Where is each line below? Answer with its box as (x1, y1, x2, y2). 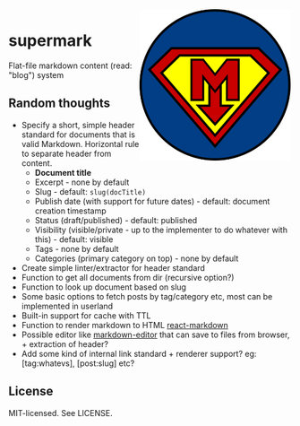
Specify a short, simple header (21, 119, 135, 130)
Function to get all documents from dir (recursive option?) (21, 272, 235, 283)
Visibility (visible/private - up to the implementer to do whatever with (34, 224, 288, 235)
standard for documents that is (21, 129, 136, 140)
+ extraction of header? (21, 338, 109, 349)
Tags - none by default (34, 243, 119, 254)
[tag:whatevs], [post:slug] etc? (21, 358, 135, 369)
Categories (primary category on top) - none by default (34, 253, 239, 264)
